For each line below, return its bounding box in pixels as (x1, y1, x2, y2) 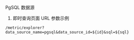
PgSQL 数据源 (5, 5, 35, 10)
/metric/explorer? (5, 25, 44, 30)
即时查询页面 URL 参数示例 (12, 15, 70, 21)
